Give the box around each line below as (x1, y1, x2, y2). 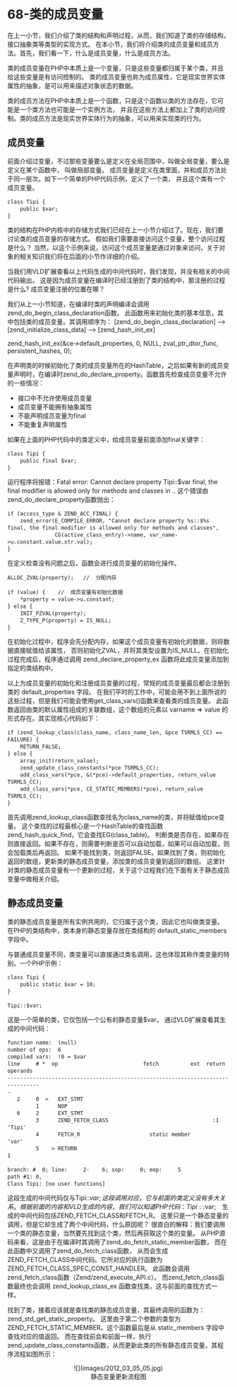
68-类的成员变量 (7, 6, 104, 23)
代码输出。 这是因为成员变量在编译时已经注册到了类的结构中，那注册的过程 (7, 276, 226, 284)
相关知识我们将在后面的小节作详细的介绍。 (19, 252, 143, 260)
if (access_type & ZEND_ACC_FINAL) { (7, 510, 119, 517)
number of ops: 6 (7, 1046, 61, 1053)
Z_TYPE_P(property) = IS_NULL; (20, 617, 112, 624)
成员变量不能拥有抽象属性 (17, 402, 92, 411)
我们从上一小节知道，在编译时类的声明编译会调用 (7, 299, 150, 308)
